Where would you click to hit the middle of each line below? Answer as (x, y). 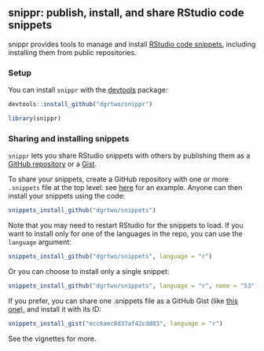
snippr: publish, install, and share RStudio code (126, 13)
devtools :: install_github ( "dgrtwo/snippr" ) (81, 104)
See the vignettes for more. (52, 338)
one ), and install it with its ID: (55, 309)
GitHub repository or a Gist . (52, 164)
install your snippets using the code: (67, 196)
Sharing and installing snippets (69, 138)
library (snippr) (35, 118)
